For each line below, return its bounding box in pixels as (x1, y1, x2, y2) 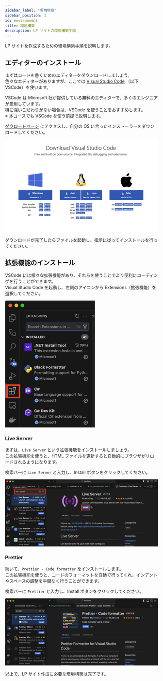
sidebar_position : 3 (5, 13, 47, 18)
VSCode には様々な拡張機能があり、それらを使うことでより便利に (5, 272, 137, 278)
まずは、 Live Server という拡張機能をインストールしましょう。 (5, 447, 132, 453)
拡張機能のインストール (5, 259, 75, 267)
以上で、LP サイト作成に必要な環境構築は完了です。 (5, 671, 109, 677)
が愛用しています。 (5, 101, 43, 106)
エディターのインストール (5, 58, 81, 67)
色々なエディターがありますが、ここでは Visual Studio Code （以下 (5, 78, 139, 84)
